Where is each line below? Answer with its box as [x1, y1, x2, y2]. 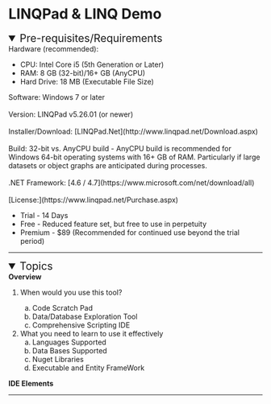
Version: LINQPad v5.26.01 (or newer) [8, 109, 134, 119]
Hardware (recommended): [8, 43, 99, 53]
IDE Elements [8, 378, 54, 388]
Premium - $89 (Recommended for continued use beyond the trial [19, 227, 240, 237]
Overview [8, 271, 42, 282]
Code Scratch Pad [31, 303, 94, 312]
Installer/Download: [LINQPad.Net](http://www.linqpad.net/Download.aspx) [8, 126, 258, 136]
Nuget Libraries [31, 354, 85, 364]
